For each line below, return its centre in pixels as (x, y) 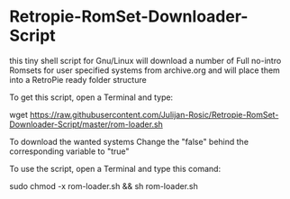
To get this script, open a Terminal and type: (91, 97)
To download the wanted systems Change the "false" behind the (129, 141)
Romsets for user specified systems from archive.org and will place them (145, 70)
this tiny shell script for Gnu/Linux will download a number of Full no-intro (145, 60)
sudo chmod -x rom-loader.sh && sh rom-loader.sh (104, 185)
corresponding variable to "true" (69, 151)
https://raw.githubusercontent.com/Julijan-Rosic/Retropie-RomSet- (154, 114)
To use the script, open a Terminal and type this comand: (115, 168)
